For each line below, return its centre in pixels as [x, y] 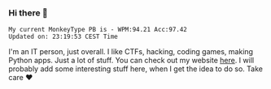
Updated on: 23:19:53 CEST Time [63, 37]
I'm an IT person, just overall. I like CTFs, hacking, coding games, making [131, 52]
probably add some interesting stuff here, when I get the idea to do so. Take [135, 69]
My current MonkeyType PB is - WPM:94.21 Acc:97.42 [98, 30]
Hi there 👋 [28, 13]
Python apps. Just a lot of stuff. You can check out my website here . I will [131, 61]
